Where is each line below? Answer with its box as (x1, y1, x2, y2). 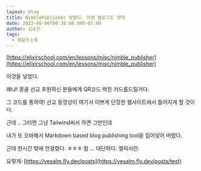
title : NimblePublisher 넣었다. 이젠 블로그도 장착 (6, 15, 125, 21)
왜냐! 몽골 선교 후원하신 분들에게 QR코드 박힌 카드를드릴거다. (6, 85, 150, 93)
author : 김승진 (6, 25, 41, 32)
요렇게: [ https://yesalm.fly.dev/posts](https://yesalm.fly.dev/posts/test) (6, 158, 182, 164)
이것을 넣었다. (6, 73, 39, 79)
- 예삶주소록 (12, 37, 38, 43)
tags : (6, 32, 20, 38)
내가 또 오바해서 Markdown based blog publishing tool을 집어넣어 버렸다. (6, 132, 183, 139)
